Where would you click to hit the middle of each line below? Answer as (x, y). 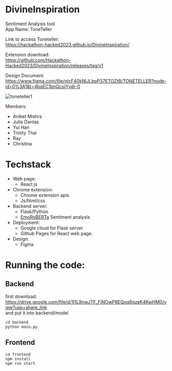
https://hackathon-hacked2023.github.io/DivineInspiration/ (67, 44)
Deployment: (26, 222)
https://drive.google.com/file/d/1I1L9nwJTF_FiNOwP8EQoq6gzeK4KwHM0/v (86, 302)
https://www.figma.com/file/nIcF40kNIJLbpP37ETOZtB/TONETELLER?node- (86, 81)
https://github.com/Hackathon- (38, 60)
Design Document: (25, 75)
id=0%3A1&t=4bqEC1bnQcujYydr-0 (43, 86)
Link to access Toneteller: (33, 39)
